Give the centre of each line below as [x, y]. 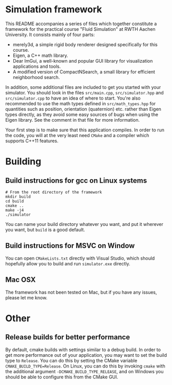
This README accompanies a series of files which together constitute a [81, 24]
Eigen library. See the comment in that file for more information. [73, 120]
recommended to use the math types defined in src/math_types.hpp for [81, 103]
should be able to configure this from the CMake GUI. [62, 377]
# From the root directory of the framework [54, 192]
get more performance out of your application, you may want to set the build [86, 355]
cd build [15, 201]
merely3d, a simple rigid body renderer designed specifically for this [85, 44]
